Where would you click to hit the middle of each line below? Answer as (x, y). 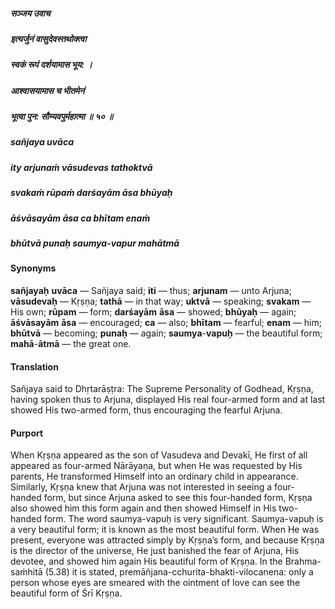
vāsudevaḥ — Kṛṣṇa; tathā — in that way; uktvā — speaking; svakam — (161, 301)
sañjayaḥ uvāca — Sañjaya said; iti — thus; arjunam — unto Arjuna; (151, 290)
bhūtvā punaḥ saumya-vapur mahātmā (95, 243)
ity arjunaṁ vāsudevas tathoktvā (81, 167)
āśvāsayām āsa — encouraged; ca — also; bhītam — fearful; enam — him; (166, 322)
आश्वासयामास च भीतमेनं (47, 90)
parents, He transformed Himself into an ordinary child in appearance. (154, 476)
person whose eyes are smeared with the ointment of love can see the (155, 583)
